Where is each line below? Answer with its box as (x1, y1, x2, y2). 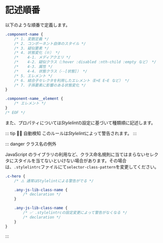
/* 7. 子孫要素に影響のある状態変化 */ (14, 82, 86, 87)
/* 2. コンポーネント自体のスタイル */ (14, 41, 86, 46)
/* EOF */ (5, 110, 26, 115)
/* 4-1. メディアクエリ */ (14, 55, 71, 60)
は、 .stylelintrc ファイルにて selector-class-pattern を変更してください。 (5, 163, 159, 169)
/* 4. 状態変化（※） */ (14, 50, 61, 55)
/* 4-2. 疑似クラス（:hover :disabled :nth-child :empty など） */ (14, 60, 157, 65)
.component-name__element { (5, 96, 64, 101)
